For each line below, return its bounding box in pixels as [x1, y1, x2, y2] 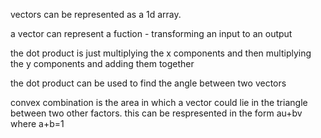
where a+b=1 [10, 118, 65, 129]
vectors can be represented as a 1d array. [10, 9, 182, 20]
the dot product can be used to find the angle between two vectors [10, 77, 287, 89]
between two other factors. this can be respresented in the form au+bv [10, 107, 303, 119]
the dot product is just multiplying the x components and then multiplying [10, 47, 312, 59]
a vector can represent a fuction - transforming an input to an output [10, 28, 293, 39]
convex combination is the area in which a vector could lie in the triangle [10, 97, 308, 108]
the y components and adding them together [10, 58, 195, 69]
